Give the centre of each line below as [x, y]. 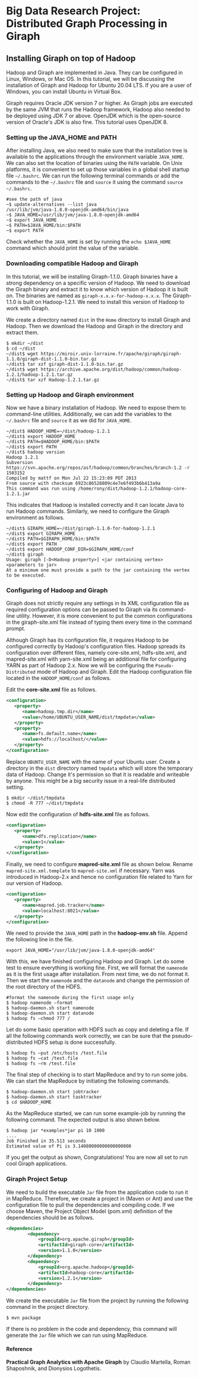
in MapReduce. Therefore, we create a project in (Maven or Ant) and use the [99, 1198]
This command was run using [41, 489]
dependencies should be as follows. [50, 1217]
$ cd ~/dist [21, 349]
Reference [19, 1349]
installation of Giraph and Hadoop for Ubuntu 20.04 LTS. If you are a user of [99, 85]
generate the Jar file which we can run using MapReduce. [77, 1335]
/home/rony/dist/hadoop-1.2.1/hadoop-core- [132, 489]
